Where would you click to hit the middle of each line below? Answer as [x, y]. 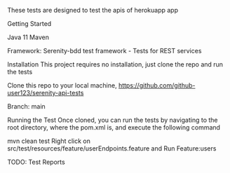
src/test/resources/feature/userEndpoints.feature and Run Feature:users [112, 148]
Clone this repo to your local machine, [62, 85]
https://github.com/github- [157, 85]
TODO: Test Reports [36, 162]
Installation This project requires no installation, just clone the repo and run [115, 64]
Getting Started [29, 23]
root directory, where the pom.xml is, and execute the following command [114, 127]
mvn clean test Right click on [49, 141]
